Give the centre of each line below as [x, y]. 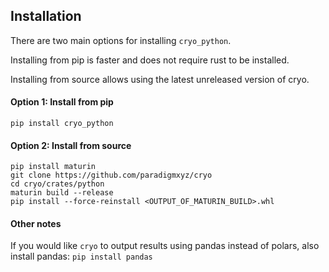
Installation [46, 16]
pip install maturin [53, 167]
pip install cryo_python [62, 124]
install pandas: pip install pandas [81, 256]
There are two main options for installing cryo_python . [121, 40]
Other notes [36, 223]
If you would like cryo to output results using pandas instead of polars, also [165, 246]
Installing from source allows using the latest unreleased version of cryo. [160, 79]
